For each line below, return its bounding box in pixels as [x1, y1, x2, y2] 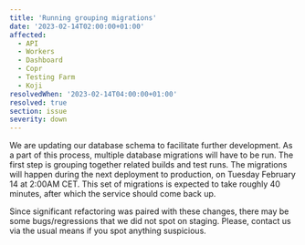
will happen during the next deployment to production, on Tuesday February [9, 169, 296, 180]
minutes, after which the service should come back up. [9, 189, 216, 199]
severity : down [9, 115, 68, 124]
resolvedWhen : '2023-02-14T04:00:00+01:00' [9, 89, 178, 98]
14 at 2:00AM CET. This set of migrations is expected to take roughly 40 [9, 179, 281, 189]
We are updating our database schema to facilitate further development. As [9, 140, 293, 151]
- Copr [17, 65, 43, 74]
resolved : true [9, 97, 68, 107]
